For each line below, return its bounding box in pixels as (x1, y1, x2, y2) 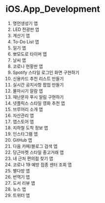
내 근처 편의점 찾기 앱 (12, 155, 53, 161)
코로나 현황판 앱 (12, 63, 43, 69)
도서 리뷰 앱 (12, 180, 36, 186)
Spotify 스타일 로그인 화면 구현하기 (12, 69, 80, 75)
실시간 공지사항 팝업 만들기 (12, 82, 64, 87)
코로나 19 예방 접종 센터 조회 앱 (12, 161, 72, 168)
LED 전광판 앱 (12, 26, 40, 32)
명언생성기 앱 (12, 20, 38, 26)
